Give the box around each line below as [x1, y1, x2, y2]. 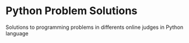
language [5, 29, 29, 37]
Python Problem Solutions [5, 4, 138, 18]
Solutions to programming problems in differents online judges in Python [5, 24, 184, 31]
